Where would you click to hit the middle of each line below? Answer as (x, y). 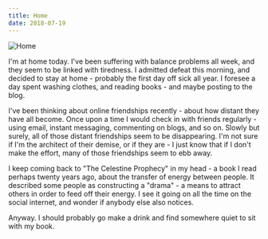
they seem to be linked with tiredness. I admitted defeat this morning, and (129, 69)
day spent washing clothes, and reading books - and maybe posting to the (130, 86)
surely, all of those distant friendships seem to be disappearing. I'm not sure (133, 135)
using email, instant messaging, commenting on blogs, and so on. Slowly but (134, 127)
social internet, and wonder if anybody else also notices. (101, 202)
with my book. (32, 226)
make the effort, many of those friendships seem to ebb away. (110, 153)
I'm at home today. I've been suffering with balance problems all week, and (132, 61)
